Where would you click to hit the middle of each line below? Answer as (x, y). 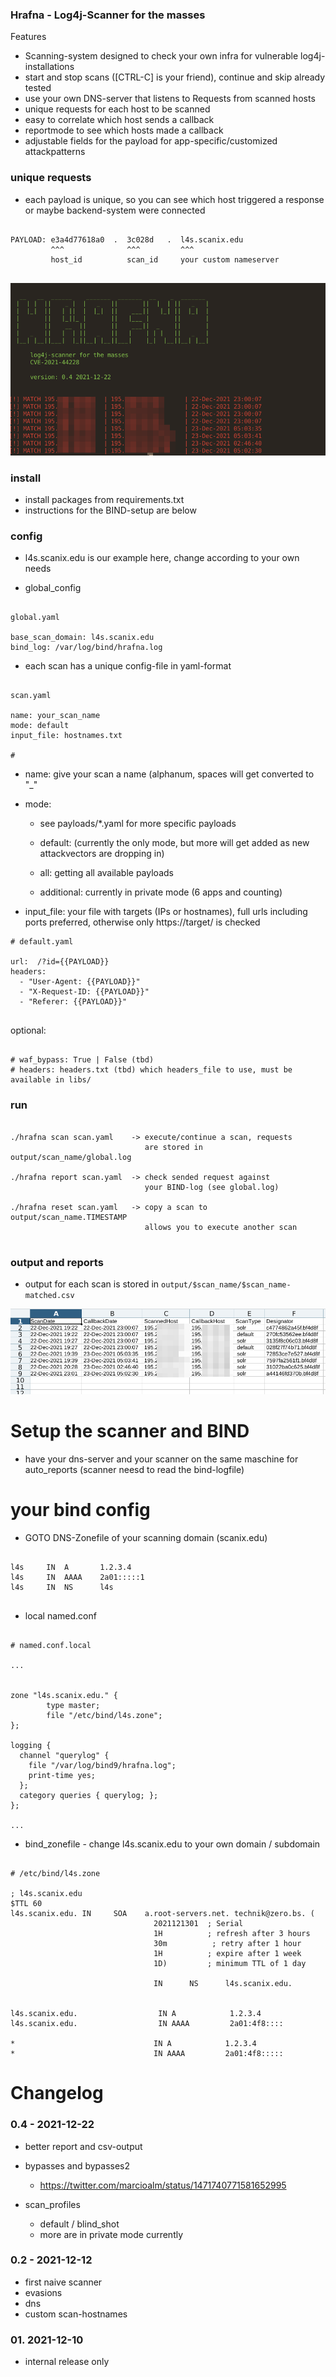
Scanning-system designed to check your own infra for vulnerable (161, 56)
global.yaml (35, 618)
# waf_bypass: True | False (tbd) (82, 1060)
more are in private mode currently (111, 2234)
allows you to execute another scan (221, 1227)
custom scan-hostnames (76, 2314)
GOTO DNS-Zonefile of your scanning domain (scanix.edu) (146, 1538)
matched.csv (49, 1295)
